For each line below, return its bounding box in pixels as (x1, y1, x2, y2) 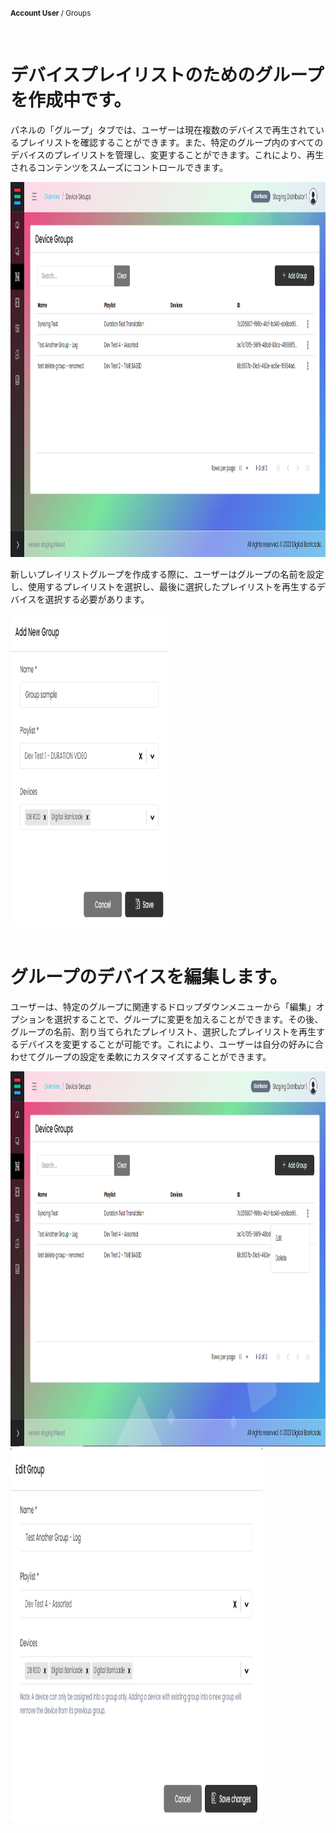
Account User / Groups (10, 8, 92, 18)
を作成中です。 (10, 89, 132, 112)
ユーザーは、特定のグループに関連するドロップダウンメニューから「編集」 (10, 1000, 317, 1012)
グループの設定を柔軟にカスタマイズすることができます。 (36, 1050, 272, 1062)
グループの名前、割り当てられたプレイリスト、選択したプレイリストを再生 (10, 1025, 317, 1037)
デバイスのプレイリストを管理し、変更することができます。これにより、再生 (10, 148, 325, 161)
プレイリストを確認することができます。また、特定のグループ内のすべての (18, 136, 324, 148)
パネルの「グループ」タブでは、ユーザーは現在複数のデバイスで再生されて (10, 123, 317, 136)
